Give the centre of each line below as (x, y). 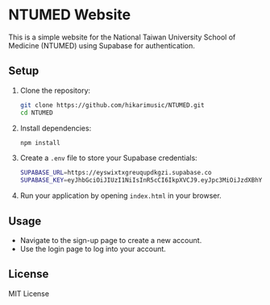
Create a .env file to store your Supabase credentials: (108, 158)
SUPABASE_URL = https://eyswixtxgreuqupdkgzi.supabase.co (116, 173)
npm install (40, 142)
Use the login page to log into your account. (93, 249)
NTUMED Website (70, 15)
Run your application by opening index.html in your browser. (120, 196)
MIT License (29, 293)
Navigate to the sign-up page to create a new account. (111, 240)
